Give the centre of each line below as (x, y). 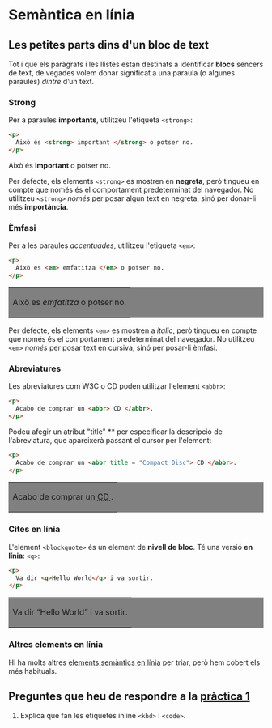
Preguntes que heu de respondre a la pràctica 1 (129, 696)
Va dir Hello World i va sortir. (70, 612)
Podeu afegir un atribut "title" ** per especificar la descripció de (115, 432)
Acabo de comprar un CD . (63, 497)
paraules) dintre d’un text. (51, 81)
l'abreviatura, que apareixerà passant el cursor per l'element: (110, 440)
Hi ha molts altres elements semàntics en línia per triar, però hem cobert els (134, 662)
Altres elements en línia (56, 645)
